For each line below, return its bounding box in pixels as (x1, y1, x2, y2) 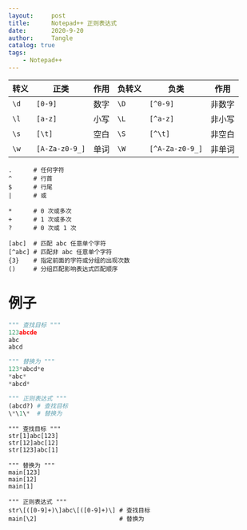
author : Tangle (8, 34, 74, 42)
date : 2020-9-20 (8, 26, 84, 34)
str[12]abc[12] (8, 439, 59, 448)
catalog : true (8, 42, 56, 50)
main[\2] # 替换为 (8, 515, 145, 524)
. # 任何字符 (8, 165, 65, 174)
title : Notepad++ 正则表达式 (8, 19, 118, 27)
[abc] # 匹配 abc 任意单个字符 (8, 239, 106, 248)
